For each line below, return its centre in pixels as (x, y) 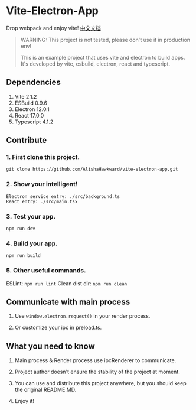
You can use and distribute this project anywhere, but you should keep (101, 383)
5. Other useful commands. (46, 271)
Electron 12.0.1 (32, 109)
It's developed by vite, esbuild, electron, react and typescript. (95, 64)
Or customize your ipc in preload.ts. (58, 328)
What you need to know (51, 346)
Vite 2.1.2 (26, 96)
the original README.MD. (45, 390)
